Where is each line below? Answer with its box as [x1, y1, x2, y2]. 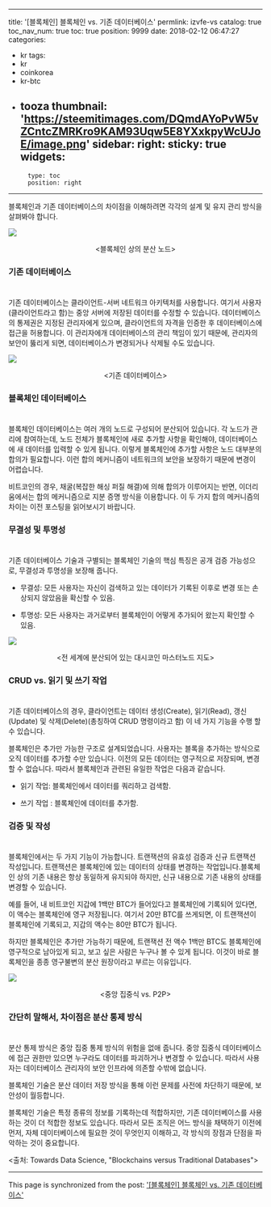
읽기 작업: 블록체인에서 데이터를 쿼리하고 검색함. [19, 781, 172, 791]
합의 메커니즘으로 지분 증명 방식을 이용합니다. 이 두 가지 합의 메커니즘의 [35, 492, 261, 502]
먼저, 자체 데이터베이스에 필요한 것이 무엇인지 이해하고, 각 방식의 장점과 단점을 [8, 1128, 254, 1137]
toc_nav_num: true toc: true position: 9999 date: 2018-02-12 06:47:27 [8, 26, 240, 36]
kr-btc [19, 76, 41, 86]
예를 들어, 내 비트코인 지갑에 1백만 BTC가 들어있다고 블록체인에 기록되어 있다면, [8, 900, 257, 909]
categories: [8, 35, 46, 44]
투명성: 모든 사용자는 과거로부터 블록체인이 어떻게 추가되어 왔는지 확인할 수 [19, 610, 256, 620]
